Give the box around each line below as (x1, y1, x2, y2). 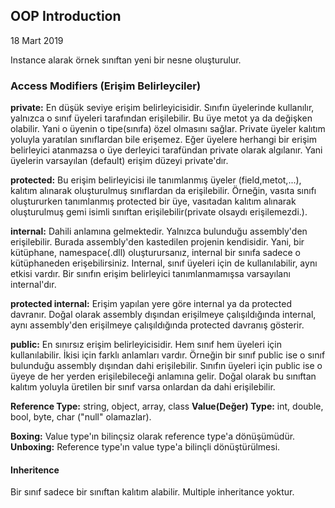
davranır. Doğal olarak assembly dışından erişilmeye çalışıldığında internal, (10, 309, 317, 321)
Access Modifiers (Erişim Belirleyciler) (10, 79, 202, 93)
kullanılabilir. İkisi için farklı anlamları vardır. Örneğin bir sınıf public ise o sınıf (10, 349, 326, 361)
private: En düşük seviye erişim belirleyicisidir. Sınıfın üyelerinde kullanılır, (10, 102, 315, 114)
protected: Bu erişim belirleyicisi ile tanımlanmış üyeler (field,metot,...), (10, 174, 302, 186)
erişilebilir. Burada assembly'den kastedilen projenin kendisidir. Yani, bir (10, 236, 305, 248)
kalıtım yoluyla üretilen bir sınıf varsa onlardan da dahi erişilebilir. (10, 381, 276, 393)
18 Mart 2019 (10, 34, 64, 46)
